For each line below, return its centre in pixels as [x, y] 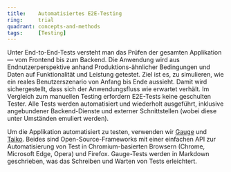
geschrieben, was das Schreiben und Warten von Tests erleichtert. [102, 161]
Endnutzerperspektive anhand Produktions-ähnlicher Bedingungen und [109, 67]
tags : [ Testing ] [37, 33]
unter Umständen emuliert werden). [58, 119]
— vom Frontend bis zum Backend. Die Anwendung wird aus [93, 60]
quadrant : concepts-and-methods [54, 26]
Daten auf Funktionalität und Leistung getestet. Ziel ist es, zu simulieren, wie [116, 75]
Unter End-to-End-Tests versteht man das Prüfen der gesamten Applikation [114, 52]
